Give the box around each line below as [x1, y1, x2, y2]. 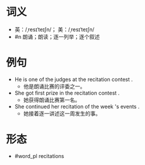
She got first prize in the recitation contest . [14, 89, 120, 96]
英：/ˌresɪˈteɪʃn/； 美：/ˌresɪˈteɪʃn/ [14, 26, 95, 33]
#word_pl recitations [14, 152, 65, 159]
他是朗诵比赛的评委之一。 [23, 83, 86, 90]
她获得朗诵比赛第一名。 [23, 96, 80, 103]
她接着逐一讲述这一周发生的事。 [23, 110, 101, 117]
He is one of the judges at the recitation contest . [14, 76, 133, 83]
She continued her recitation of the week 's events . [14, 103, 140, 110]
